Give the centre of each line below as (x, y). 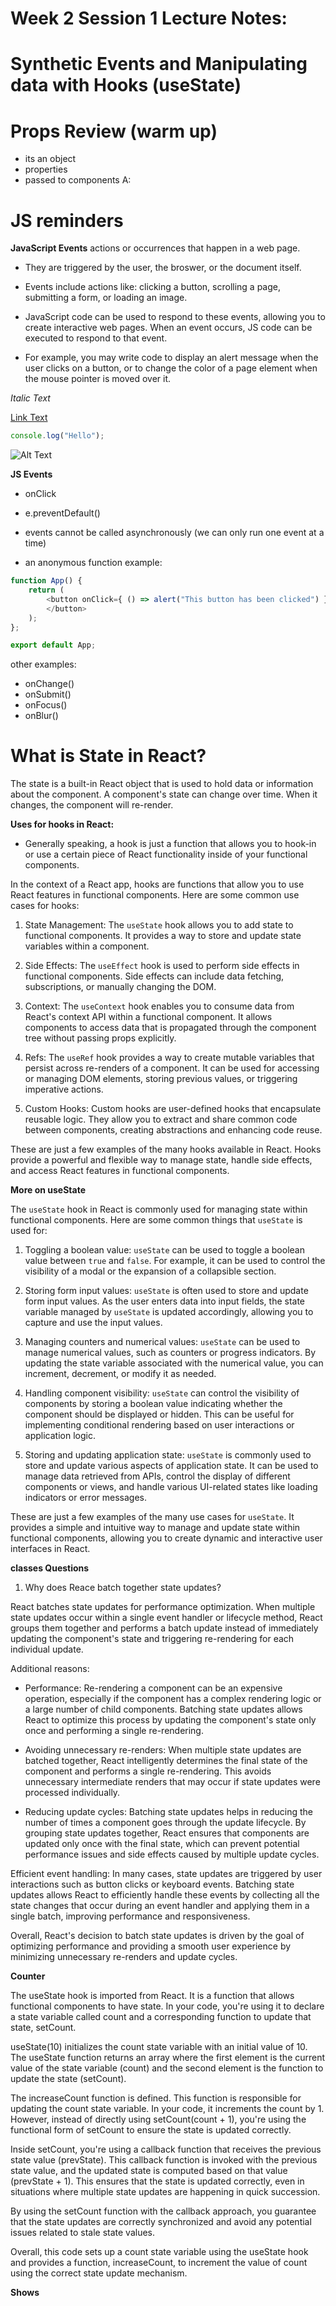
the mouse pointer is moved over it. (98, 379)
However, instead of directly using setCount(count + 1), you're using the (158, 2119)
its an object (50, 159)
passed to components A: (78, 180)
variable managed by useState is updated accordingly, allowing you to (169, 1312)
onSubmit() (48, 694)
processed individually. (72, 1793)
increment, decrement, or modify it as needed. (120, 1374)
